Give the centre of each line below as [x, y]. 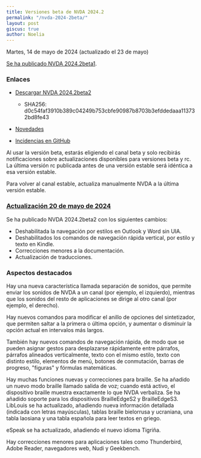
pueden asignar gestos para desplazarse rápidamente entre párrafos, [93, 349]
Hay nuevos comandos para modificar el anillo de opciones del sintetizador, [101, 317]
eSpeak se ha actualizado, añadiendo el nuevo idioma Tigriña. [84, 430]
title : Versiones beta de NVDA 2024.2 [55, 12]
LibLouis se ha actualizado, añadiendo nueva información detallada [90, 406]
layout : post [23, 23]
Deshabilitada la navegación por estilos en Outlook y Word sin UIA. [98, 231]
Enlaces [18, 80]
